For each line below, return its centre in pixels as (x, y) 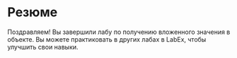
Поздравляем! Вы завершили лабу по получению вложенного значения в (119, 32)
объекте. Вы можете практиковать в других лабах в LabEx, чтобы (107, 39)
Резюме (33, 12)
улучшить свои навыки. (43, 47)
